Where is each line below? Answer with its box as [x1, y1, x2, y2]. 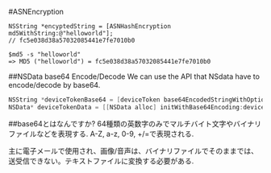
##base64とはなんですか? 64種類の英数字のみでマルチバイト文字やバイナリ [8, 118, 262, 128]
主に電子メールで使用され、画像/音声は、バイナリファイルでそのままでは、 [8, 146, 258, 155]
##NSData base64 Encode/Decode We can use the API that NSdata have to [8, 72, 261, 81]
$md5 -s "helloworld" [8, 51, 81, 59]
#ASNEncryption [8, 7, 65, 16]
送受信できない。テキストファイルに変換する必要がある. [8, 156, 194, 166]
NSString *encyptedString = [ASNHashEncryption [8, 23, 172, 31]
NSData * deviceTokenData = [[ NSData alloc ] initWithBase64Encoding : [8, 103, 244, 111]
